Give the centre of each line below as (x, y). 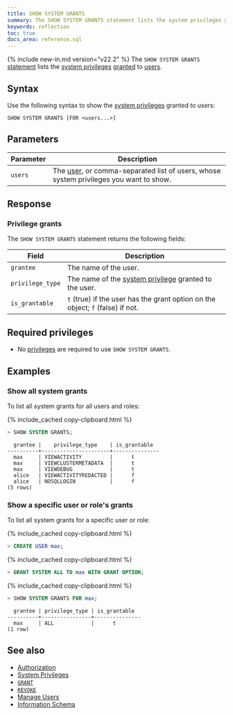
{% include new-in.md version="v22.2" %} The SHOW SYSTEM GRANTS (104, 59)
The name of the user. (103, 268)
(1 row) (18, 629)
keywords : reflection (38, 26)
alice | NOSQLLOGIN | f (74, 481)
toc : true (21, 33)
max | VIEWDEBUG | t (74, 469)
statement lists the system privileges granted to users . (85, 67)
